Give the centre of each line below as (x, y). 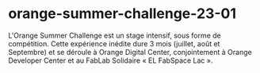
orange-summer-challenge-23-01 (122, 14)
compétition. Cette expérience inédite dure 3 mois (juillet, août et (114, 43)
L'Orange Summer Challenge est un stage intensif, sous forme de (115, 35)
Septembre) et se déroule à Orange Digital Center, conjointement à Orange (130, 52)
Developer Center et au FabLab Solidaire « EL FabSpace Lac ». (111, 60)
